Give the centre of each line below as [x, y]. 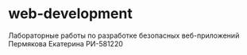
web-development [70, 14]
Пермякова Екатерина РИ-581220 [66, 43]
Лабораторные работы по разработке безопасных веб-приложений [124, 35]
